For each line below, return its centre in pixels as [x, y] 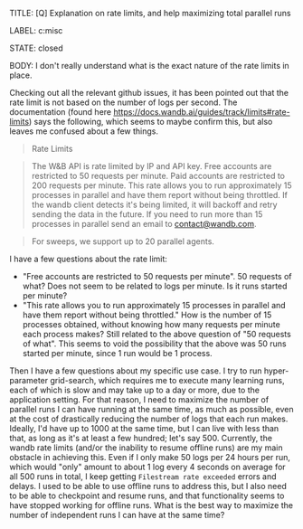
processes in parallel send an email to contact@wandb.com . [144, 224]
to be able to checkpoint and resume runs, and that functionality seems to [147, 496]
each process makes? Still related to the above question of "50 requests [156, 334]
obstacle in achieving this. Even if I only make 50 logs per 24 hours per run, [150, 457]
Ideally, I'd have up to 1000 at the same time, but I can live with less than [144, 428]
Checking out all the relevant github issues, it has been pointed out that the [149, 93]
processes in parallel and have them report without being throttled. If [159, 195]
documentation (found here [60, 112]
